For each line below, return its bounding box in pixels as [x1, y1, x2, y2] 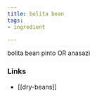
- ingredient [7, 23, 46, 30]
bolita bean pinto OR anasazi [7, 49, 91, 57]
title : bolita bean [7, 10, 65, 18]
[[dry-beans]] [17, 82, 58, 91]
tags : [7, 17, 23, 24]
